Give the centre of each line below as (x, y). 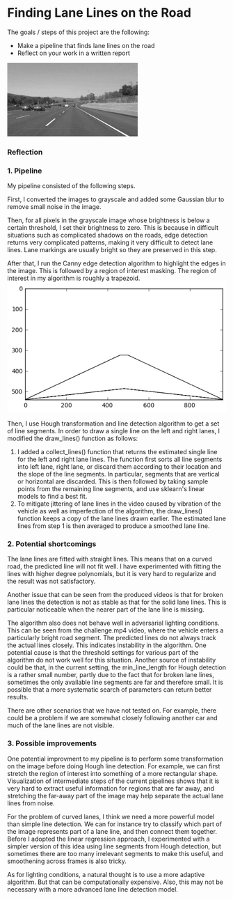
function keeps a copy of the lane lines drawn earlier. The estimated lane (121, 519)
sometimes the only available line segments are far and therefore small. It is (115, 682)
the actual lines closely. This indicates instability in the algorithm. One (107, 645)
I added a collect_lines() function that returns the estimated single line (117, 452)
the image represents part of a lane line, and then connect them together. (112, 831)
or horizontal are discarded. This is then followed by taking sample (113, 481)
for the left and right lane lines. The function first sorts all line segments (120, 459)
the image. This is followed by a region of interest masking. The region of (112, 271)
